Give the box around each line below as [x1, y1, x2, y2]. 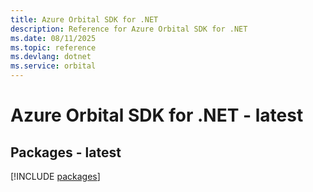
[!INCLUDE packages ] [10, 171, 101, 182]
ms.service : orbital [10, 61, 97, 71]
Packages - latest [10, 144, 122, 161]
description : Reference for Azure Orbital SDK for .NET [10, 24, 248, 34]
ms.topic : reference [10, 42, 97, 53]
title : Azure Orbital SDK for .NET [10, 14, 159, 25]
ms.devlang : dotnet [10, 52, 92, 62]
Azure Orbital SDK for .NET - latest [10, 104, 304, 127]
